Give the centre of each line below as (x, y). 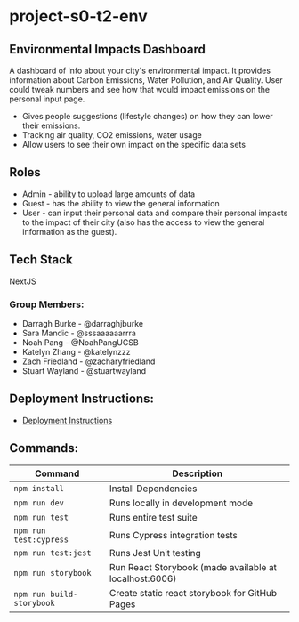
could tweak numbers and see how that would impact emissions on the (139, 89)
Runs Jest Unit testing (155, 553)
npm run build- (46, 594)
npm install (39, 488)
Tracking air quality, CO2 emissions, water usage (112, 135)
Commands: (44, 448)
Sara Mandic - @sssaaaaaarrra (79, 333)
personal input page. (47, 99)
